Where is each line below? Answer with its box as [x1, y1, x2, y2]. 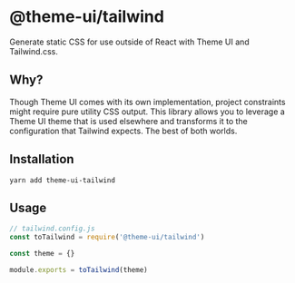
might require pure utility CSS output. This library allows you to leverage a [9, 106, 286, 117]
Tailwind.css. [9, 45, 59, 56]
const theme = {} [9, 249, 75, 259]
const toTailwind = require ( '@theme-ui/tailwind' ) [9, 233, 205, 242]
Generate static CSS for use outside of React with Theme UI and [9, 36, 250, 47]
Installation [9, 151, 74, 167]
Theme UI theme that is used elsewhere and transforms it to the [9, 115, 248, 126]
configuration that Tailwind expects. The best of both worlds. [9, 125, 238, 136]
